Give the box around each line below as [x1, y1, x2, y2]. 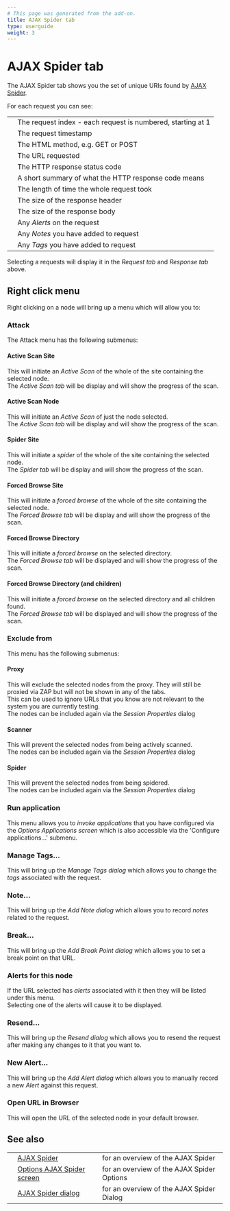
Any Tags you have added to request [17, 240, 136, 250]
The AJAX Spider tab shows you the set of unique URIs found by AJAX [7, 82, 207, 90]
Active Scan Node [7, 397, 60, 406]
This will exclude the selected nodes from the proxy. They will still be [7, 680, 201, 689]
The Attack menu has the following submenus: [7, 336, 138, 344]
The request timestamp [17, 128, 92, 138]
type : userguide [7, 23, 53, 30]
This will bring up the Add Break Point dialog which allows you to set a [7, 946, 205, 954]
